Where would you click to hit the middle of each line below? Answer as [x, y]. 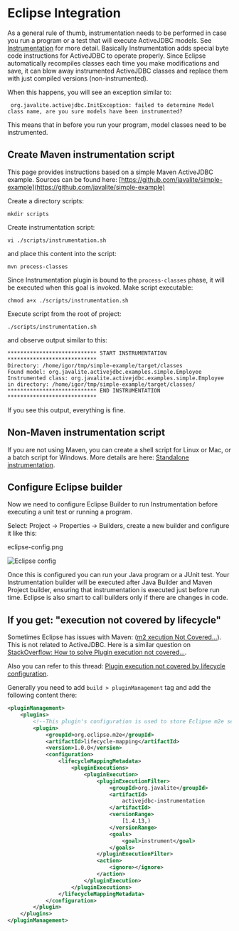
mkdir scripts [28, 214]
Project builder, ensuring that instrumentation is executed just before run [113, 590]
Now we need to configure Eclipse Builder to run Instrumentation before [113, 504]
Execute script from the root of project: [64, 314]
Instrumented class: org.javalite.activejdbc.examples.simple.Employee [116, 378]
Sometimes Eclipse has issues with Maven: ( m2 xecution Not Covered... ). [115, 637]
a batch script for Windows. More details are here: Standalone [99, 457]
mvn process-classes [38, 266]
